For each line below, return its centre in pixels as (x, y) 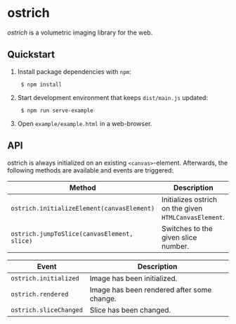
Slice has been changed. (130, 310)
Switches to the (187, 228)
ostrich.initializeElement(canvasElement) (83, 208)
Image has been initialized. (133, 278)
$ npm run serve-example (57, 111)
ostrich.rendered (40, 294)
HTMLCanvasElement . (193, 217)
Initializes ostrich (189, 199)
